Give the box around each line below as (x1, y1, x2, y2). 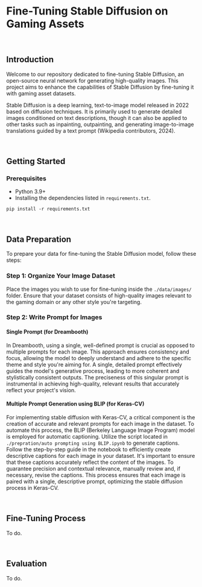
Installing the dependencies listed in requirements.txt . (14, 194, 151, 201)
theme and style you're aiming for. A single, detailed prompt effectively (6, 361, 183, 368)
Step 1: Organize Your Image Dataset (6, 271, 116, 280)
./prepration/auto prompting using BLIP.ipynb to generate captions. (6, 439, 180, 446)
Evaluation (6, 559, 47, 569)
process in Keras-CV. (6, 484, 59, 491)
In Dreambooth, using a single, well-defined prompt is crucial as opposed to (6, 341, 195, 349)
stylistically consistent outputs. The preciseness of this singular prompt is (6, 373, 189, 381)
